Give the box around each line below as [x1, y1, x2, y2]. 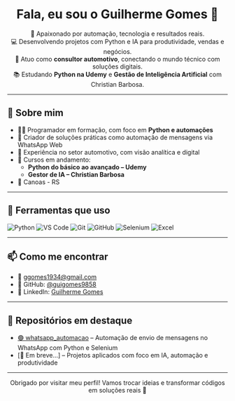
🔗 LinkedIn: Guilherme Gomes [17, 288, 104, 296]
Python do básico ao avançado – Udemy [27, 162, 147, 171]
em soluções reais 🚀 [88, 386, 147, 395]
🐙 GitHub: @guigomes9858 [17, 280, 97, 289]
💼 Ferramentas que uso [7, 204, 111, 216]
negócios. [103, 47, 132, 55]
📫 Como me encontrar [7, 251, 108, 262]
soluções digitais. [92, 62, 143, 71]
